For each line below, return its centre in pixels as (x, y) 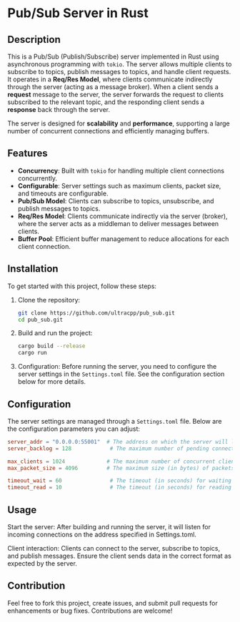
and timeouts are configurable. (63, 193)
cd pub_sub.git (40, 320)
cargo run (32, 353)
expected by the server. (42, 564)
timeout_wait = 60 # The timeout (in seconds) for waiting (120, 481)
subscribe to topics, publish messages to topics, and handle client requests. (119, 72)
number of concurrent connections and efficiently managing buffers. (108, 131)
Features (27, 154)
